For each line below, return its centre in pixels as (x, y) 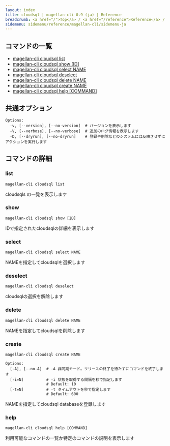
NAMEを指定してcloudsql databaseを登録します (55, 404)
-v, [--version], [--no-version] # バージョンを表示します (70, 126)
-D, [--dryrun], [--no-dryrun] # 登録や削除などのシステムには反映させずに (88, 136)
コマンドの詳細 (29, 159)
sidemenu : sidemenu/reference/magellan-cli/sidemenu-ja (66, 24)
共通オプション (29, 108)
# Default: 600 (62, 394)
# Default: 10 (61, 384)
